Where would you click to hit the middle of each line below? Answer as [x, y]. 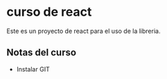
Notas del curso [42, 53]
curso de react [49, 12]
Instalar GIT [33, 69]
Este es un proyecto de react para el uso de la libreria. [83, 31]
